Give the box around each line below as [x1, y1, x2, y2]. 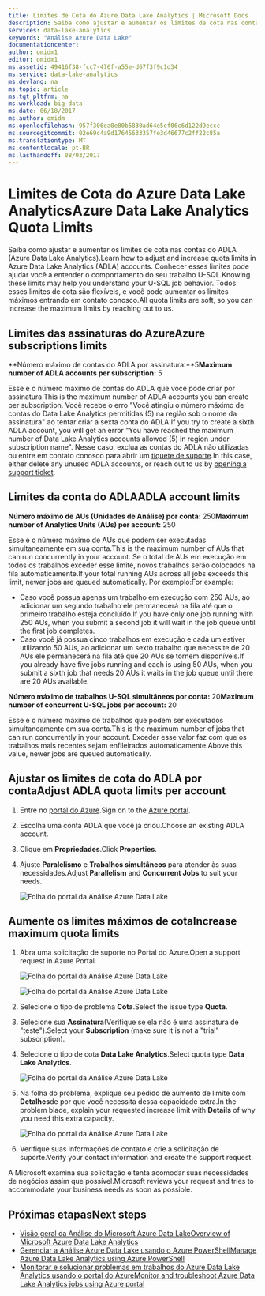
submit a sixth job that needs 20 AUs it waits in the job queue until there [19, 668, 254, 677]
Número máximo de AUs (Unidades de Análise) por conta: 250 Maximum [8, 511, 249, 521]
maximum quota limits [8, 927, 120, 940]
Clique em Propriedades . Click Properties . [19, 844, 158, 853]
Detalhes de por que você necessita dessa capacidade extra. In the [19, 1097, 237, 1106]
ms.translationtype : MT [8, 136, 87, 145]
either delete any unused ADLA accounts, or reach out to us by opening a [8, 459, 247, 469]
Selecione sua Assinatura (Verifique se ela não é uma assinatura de [19, 1017, 239, 1027]
